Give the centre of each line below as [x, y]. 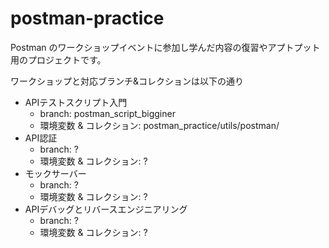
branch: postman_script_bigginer [107, 113]
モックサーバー [55, 173]
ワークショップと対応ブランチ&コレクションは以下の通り [127, 81]
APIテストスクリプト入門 [76, 102]
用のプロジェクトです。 [58, 59]
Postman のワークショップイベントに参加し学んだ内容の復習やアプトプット [165, 47]
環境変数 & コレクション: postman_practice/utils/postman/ [159, 125]
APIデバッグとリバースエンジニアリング [106, 209]
